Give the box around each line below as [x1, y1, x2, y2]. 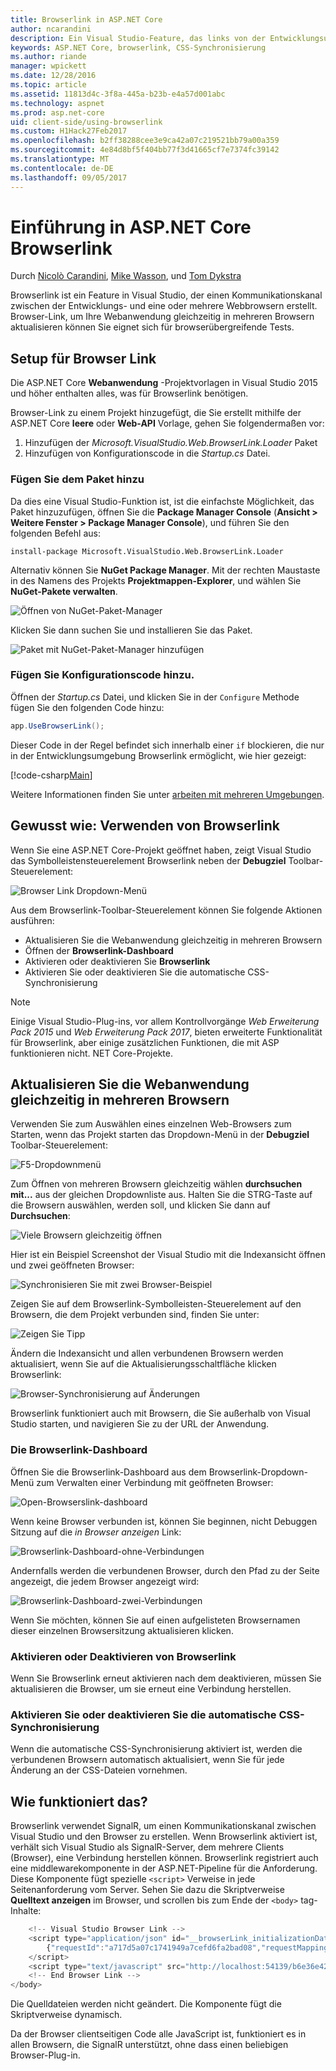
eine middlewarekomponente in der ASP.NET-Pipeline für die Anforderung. [10, 1862, 318, 1875]
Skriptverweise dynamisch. [10, 2009, 123, 2021]
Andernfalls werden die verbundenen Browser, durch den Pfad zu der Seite [10, 1564, 320, 1576]
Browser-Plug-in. [10, 2049, 81, 2061]
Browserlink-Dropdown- [208, 1466, 308, 1478]
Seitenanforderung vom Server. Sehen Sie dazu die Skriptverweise [10, 1884, 285, 1896]
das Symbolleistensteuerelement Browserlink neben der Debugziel [10, 854, 287, 866]
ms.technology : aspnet [10, 98, 105, 108]
